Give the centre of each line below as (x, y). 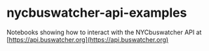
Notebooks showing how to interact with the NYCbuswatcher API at (104, 32)
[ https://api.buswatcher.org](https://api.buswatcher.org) (88, 39)
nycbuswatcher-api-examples (97, 13)
